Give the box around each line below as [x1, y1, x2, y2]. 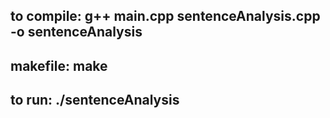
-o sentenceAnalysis [10, 24, 143, 41]
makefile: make [10, 57, 108, 74]
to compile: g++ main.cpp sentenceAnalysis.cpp [10, 8, 321, 25]
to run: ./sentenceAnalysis [10, 92, 180, 109]
